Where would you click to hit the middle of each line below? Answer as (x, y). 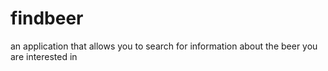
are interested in (44, 56)
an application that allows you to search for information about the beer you (164, 46)
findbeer (47, 18)
